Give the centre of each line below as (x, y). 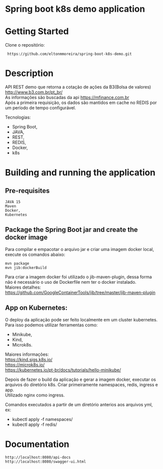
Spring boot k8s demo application (75, 9)
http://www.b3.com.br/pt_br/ (34, 92)
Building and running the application (80, 173)
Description (29, 73)
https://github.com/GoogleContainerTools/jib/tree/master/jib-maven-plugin (80, 292)
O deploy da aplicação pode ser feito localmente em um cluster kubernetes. (81, 320)
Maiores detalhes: (23, 287)
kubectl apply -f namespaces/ (42, 419)
